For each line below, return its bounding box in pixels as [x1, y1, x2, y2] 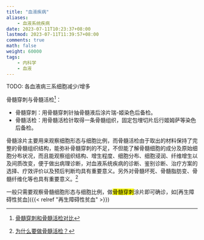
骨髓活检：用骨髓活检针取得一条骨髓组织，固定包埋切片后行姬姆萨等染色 [15, 117, 196, 124]
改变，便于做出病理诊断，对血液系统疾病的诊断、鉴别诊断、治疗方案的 [22, 160, 198, 167]
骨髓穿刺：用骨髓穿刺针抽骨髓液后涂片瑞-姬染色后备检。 [15, 109, 157, 116]
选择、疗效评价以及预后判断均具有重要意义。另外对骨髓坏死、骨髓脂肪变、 [6, 168, 192, 175]
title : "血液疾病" [6, 9, 50, 15]
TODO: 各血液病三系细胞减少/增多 [6, 83, 91, 90]
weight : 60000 [6, 49, 42, 55]
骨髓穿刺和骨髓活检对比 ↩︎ [15, 214, 80, 222]
